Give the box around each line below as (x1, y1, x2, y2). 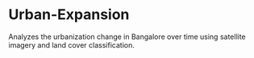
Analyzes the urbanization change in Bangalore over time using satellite (8, 32, 246, 41)
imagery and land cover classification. (8, 40, 135, 49)
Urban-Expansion (8, 6, 130, 24)
